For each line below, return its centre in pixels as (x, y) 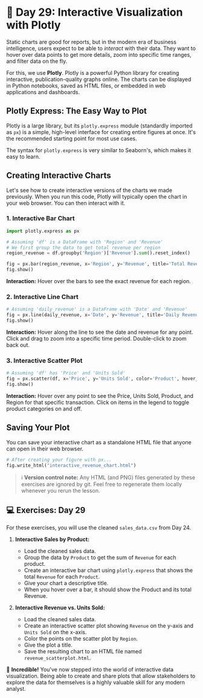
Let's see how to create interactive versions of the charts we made (89, 190)
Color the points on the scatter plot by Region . (81, 639)
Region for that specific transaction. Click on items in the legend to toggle (98, 402)
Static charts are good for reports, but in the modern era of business (92, 42)
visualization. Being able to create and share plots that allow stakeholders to (101, 676)
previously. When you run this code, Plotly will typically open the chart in (97, 196)
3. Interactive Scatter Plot (44, 360)
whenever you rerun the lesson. (60, 490)
